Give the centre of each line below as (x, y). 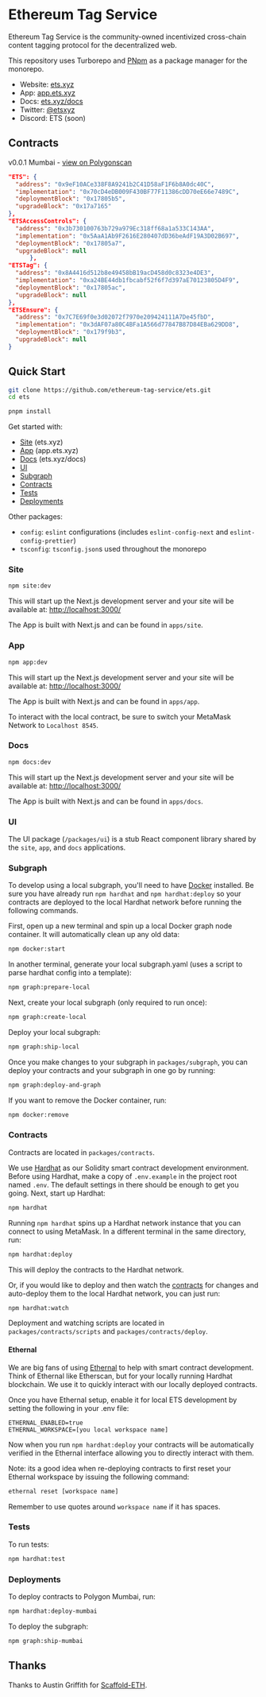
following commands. (43, 911)
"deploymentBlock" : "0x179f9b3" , (71, 332)
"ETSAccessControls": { (48, 221)
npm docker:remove (39, 1114)
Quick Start (37, 372)
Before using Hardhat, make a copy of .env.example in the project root (123, 1176)
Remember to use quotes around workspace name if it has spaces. (114, 1506)
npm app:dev (28, 662)
